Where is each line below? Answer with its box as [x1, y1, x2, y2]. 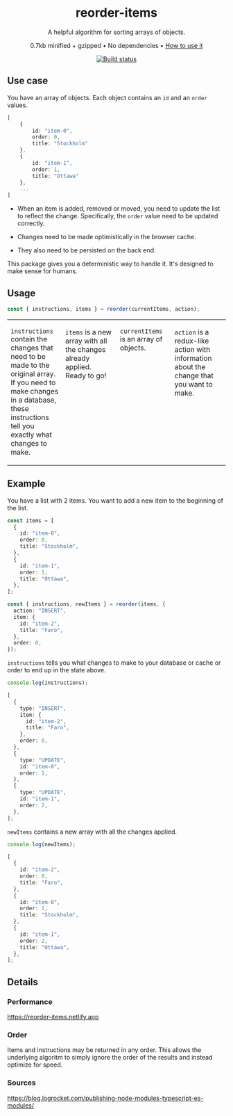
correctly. [17, 219, 45, 227]
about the [174, 362, 206, 371]
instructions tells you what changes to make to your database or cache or [7, 658, 221, 667]
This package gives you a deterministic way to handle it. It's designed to [7, 259, 214, 268]
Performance [7, 996, 53, 1006]
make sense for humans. [7, 267, 78, 275]
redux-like [174, 336, 209, 346]
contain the [10, 334, 48, 343]
